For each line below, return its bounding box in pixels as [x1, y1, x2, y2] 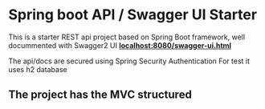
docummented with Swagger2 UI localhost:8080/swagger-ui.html [8, 40, 231, 50]
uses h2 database [8, 64, 67, 74]
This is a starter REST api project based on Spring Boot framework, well [8, 32, 246, 42]
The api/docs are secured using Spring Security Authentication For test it [8, 56, 251, 66]
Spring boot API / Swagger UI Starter [8, 6, 258, 24]
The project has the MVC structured [8, 88, 193, 102]
